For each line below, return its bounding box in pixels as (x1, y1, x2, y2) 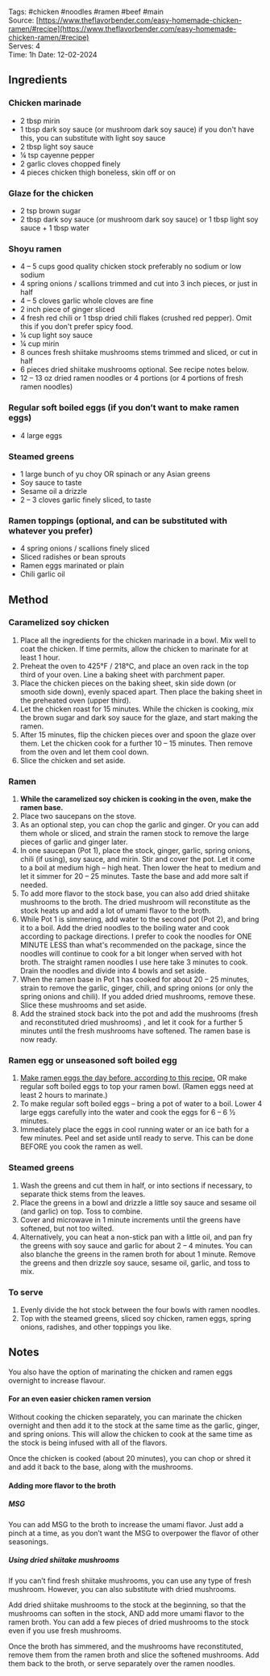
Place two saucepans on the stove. (19, 812, 137, 821)
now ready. (19, 1035, 58, 1045)
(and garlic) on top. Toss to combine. (19, 1206, 143, 1216)
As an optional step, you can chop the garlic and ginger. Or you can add (19, 820, 260, 830)
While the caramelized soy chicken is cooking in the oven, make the (19, 794, 252, 804)
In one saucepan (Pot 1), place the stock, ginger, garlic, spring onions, (19, 846, 252, 855)
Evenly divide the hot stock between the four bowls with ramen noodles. (19, 1305, 260, 1315)
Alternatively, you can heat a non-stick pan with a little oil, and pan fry (19, 1232, 252, 1242)
